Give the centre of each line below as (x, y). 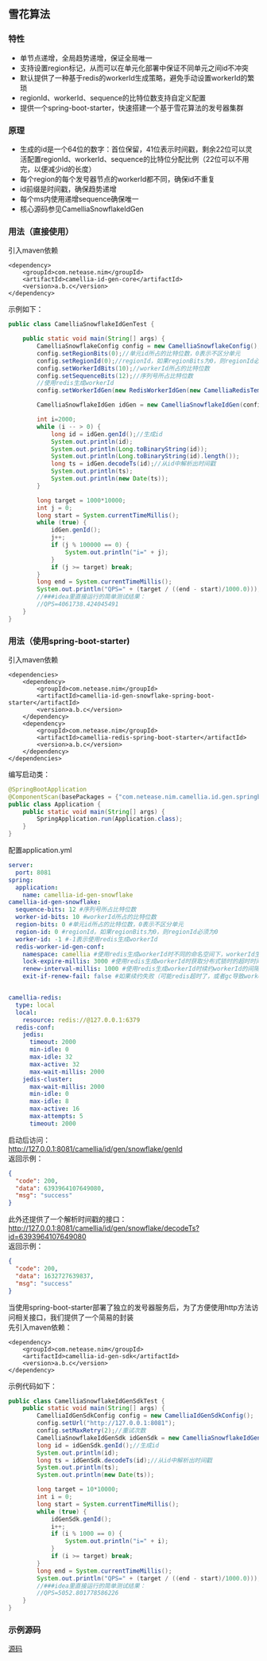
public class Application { (55, 804)
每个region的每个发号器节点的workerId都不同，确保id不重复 (118, 179)
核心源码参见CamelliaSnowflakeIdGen (82, 209)
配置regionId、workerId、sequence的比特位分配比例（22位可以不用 (138, 159)
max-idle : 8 (49, 1101)
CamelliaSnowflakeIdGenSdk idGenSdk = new (108, 1438)
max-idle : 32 (51, 1057)
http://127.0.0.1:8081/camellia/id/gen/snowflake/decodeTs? (104, 1228)
